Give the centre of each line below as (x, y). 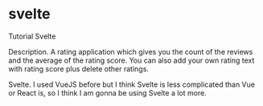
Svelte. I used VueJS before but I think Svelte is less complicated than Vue (132, 84)
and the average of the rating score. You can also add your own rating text (131, 60)
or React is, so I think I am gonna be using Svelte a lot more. (107, 92)
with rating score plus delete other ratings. (78, 68)
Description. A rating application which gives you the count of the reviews (131, 51)
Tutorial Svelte (32, 36)
